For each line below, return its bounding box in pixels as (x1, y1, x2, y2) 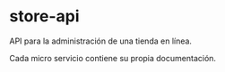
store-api (9, 6, 80, 27)
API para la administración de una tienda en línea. (9, 36, 193, 46)
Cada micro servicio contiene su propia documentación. (9, 52, 217, 63)
